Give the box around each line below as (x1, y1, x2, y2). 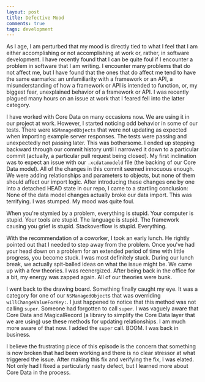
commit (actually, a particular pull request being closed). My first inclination (6, 152, 197, 160)
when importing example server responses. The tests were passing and (6, 133, 187, 140)
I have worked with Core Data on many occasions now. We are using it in (6, 113, 190, 121)
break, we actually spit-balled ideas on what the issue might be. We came (6, 261, 193, 268)
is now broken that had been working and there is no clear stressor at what (6, 350, 196, 357)
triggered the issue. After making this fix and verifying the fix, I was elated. (6, 356, 195, 363)
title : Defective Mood (6, 15, 64, 21)
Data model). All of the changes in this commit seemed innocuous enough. (6, 165, 195, 173)
